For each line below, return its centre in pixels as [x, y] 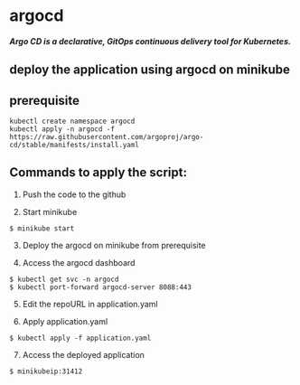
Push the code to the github [74, 194]
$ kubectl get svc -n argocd [64, 279]
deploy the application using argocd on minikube [150, 70]
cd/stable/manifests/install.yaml [75, 145]
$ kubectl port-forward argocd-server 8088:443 [101, 287]
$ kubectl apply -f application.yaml [80, 338]
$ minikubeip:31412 [46, 371]
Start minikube [50, 211]
